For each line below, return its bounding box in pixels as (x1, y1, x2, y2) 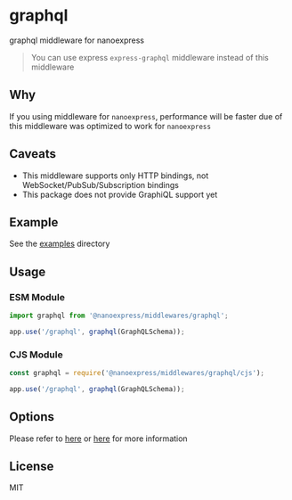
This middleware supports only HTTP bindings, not (21, 170, 209, 181)
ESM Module (9, 291, 65, 303)
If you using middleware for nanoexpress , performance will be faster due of (9, 111, 283, 121)
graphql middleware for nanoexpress (9, 35, 145, 45)
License (9, 459, 54, 474)
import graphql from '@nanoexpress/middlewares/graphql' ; (9, 311, 229, 321)
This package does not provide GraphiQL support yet (21, 189, 218, 200)
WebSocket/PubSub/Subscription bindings (21, 179, 180, 190)
